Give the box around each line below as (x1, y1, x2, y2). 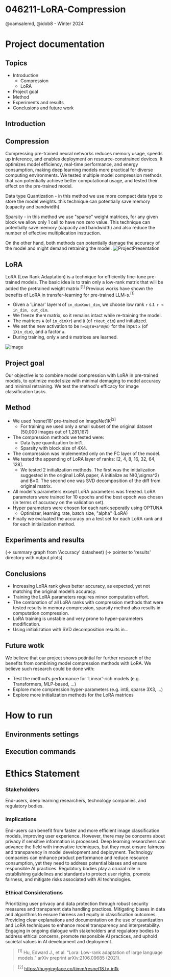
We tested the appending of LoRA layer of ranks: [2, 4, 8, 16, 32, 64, (12, 456, 156, 462)
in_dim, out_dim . (12, 307, 49, 313)
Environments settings (5, 730, 79, 738)
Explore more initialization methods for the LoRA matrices (12, 692, 134, 698)
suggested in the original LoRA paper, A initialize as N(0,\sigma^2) (20, 472, 159, 478)
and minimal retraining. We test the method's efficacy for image (5, 383, 139, 389)
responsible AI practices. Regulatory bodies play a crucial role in (5, 865, 140, 871)
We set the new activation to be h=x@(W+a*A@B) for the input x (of (12, 323, 148, 329)
